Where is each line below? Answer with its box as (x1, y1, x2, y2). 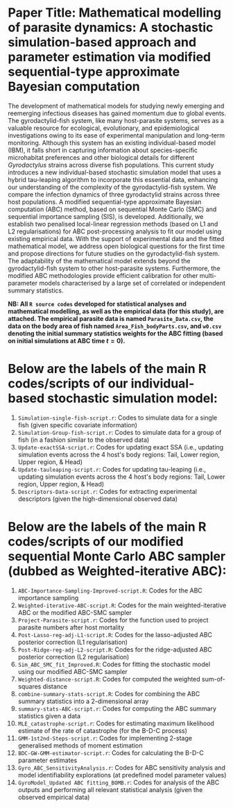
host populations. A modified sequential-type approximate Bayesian (8, 197, 202, 206)
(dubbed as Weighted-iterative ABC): (8, 563, 227, 579)
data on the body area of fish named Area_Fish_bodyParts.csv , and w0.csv (8, 322, 222, 330)
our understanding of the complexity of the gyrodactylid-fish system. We (8, 183, 217, 191)
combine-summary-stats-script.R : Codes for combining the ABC (17, 689, 200, 698)
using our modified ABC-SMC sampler (17, 667, 128, 675)
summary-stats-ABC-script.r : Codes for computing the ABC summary (17, 704, 217, 713)
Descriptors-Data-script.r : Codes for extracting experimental (17, 487, 197, 495)
